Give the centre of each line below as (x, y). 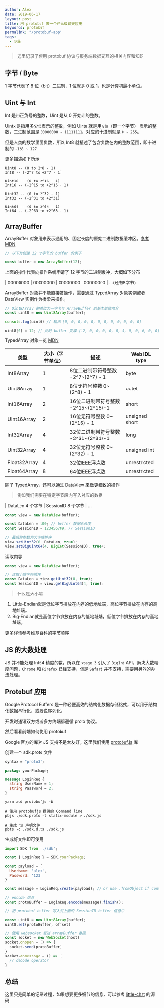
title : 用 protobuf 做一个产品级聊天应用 (44, 23)
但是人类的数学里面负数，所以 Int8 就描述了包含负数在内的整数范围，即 (76, 142)
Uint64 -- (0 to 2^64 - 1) (32, 207)
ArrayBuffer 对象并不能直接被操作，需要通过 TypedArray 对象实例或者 (75, 293)
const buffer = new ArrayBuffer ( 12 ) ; (43, 262)
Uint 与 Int (20, 103)
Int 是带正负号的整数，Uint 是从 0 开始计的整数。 (54, 115)
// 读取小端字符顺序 (23, 574)
